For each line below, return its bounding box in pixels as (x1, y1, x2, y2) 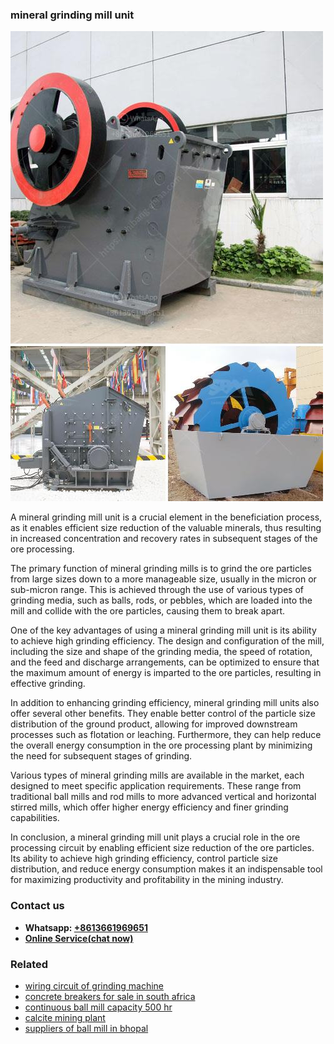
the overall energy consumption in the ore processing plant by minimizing (10, 739, 313, 752)
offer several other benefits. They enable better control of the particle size (10, 708, 316, 720)
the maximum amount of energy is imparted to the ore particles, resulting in (10, 667, 322, 679)
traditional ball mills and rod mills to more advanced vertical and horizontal (10, 791, 317, 803)
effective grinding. (10, 678, 86, 690)
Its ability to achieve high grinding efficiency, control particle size (10, 853, 278, 865)
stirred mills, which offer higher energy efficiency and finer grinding (10, 801, 289, 813)
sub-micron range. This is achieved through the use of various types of (10, 584, 304, 596)
